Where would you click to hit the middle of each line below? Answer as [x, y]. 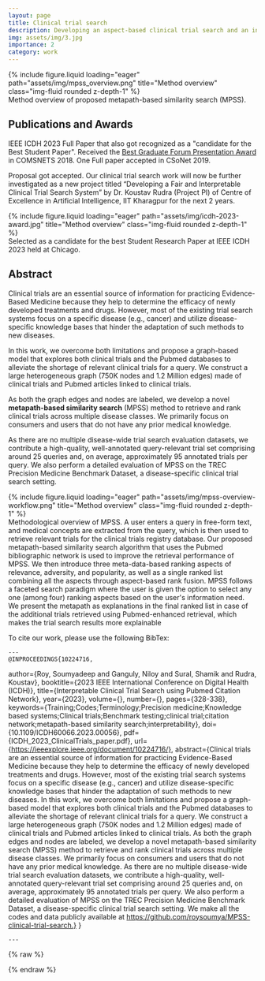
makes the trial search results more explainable [85, 622]
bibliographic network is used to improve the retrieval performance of [121, 555]
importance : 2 [32, 45]
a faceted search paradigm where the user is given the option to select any [130, 589]
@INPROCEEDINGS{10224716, [50, 659]
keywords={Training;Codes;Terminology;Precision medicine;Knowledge [125, 707]
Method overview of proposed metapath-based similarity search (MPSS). [127, 100]
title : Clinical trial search [58, 23]
